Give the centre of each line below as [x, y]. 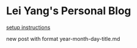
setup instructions [28, 27]
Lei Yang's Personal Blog [69, 11]
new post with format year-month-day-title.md [63, 39]
